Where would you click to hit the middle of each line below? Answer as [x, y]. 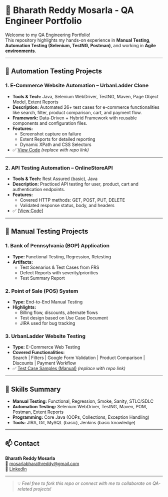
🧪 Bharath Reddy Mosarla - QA [69, 10]
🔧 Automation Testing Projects [54, 71]
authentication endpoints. [39, 189]
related [25, 489]
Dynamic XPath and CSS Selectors [55, 144]
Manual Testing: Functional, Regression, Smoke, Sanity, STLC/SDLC [83, 401]
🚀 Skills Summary [33, 389]
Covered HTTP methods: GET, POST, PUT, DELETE [72, 200]
